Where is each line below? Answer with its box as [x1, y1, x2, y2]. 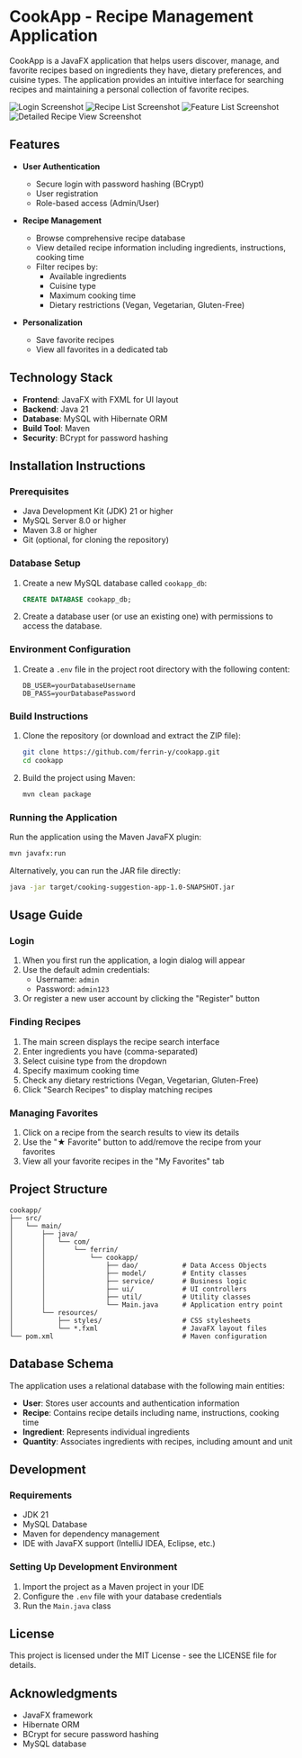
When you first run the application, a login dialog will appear [22, 955, 245, 965]
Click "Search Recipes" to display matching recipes [22, 1083, 213, 1095]
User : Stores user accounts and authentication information [22, 1398, 240, 1409]
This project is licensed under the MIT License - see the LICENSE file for [9, 1650, 277, 1661]
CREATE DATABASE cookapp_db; [22, 594, 132, 604]
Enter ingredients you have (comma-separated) [22, 1046, 199, 1056]
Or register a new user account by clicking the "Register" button [22, 993, 261, 1004]
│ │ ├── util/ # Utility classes [9, 1292, 252, 1301]
